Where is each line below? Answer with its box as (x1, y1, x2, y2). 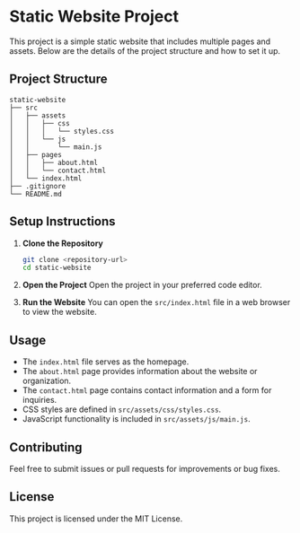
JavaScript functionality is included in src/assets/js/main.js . (22, 414, 251, 424)
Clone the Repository (22, 238, 103, 249)
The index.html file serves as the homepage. (22, 356, 190, 367)
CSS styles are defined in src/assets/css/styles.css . (22, 404, 222, 415)
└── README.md (9, 189, 63, 198)
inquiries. (22, 395, 57, 406)
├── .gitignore (9, 181, 66, 190)
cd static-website (22, 263, 92, 273)
